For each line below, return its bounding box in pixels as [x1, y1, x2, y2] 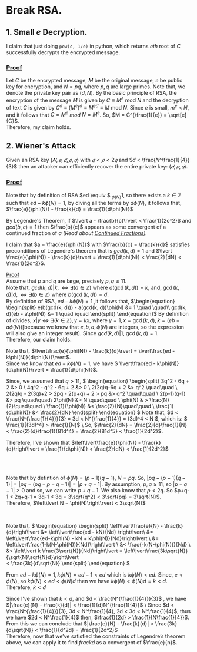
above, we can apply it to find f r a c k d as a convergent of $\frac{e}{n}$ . [6, 639, 178, 646]
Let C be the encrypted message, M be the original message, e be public [6, 77, 183, 84]
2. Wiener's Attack [6, 141, 76, 151]
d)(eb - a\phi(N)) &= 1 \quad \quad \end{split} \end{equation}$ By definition [6, 310, 189, 317]
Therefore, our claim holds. [6, 336, 72, 343]
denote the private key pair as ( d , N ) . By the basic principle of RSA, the [6, 90, 178, 97]
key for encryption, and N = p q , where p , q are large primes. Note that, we [6, 83, 186, 90]
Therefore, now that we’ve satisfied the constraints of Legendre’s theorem [6, 633, 186, 640]
